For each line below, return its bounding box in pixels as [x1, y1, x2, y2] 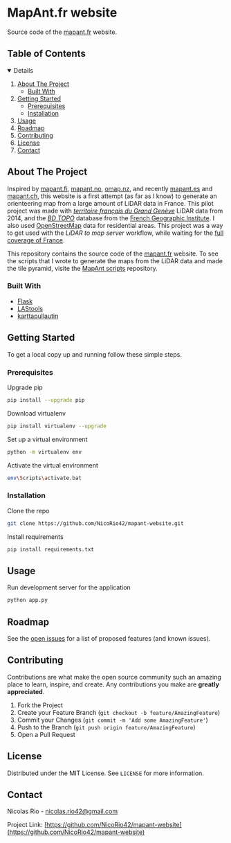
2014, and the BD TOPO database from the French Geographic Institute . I [7, 213, 215, 222]
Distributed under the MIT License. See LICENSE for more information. [7, 769, 204, 777]
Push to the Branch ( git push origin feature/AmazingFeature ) [17, 722, 196, 731]
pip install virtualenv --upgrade [7, 423, 107, 429]
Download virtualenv [7, 409, 66, 417]
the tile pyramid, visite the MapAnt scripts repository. [7, 264, 158, 272]
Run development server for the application [7, 583, 131, 592]
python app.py [7, 597, 48, 604]
